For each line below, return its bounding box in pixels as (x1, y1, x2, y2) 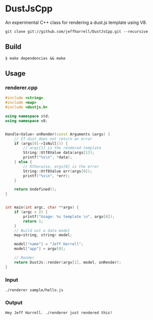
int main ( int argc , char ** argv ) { (5, 205, 79, 210)
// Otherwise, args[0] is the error (23, 164, 99, 169)
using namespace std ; (5, 114, 50, 119)
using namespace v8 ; (5, 118, 48, 123)
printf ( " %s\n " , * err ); (23, 173, 70, 178)
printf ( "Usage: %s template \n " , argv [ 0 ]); (23, 214, 115, 219)
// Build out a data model (14, 228, 70, 233)
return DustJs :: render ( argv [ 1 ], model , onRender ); (14, 260, 122, 265)
